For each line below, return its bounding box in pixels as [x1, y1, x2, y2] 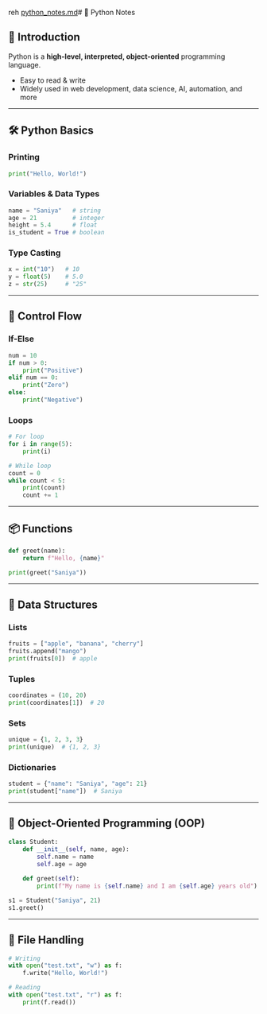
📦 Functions [8, 521, 73, 536]
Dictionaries [8, 761, 57, 772]
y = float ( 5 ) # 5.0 [8, 273, 83, 281]
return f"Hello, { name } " [22, 554, 105, 562]
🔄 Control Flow [8, 310, 82, 323]
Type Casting [8, 247, 61, 258]
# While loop [8, 462, 52, 470]
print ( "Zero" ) [22, 381, 69, 389]
